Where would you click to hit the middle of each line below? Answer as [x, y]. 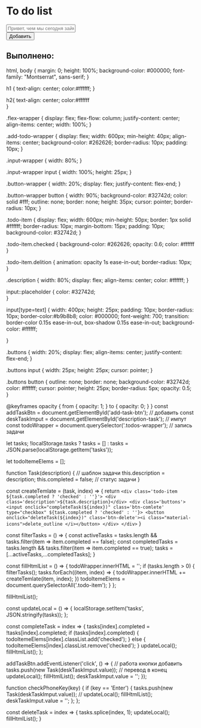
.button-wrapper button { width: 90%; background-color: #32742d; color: [97, 195]
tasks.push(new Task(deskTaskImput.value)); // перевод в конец [87, 670]
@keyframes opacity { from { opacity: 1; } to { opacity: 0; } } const [87, 406]
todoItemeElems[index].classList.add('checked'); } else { [76, 639]
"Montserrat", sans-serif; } [57, 77]
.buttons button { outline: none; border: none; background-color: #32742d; [98, 382]
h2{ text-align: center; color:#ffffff [48, 100]
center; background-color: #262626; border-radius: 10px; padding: [105, 142]
